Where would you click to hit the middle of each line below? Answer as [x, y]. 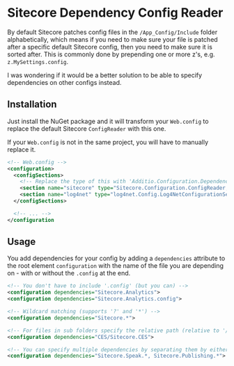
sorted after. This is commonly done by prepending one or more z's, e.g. [111, 54]
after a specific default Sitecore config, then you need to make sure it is [110, 47]
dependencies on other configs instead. [64, 82]
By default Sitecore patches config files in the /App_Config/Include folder [112, 32]
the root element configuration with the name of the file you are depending [116, 266]
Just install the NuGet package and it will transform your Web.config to [108, 121]
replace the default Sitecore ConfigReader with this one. [87, 128]
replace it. [22, 149]
